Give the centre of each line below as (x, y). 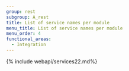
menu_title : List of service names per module (64, 28)
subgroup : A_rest (28, 17)
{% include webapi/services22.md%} (52, 61)
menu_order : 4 (24, 34)
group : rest (21, 12)
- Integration (29, 45)
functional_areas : (29, 39)
